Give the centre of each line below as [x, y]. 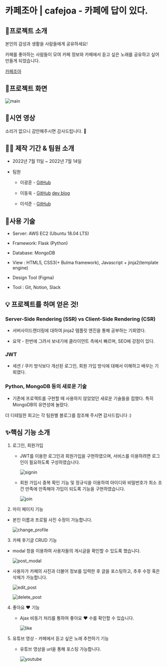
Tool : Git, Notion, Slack [36, 287]
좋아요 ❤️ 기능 [26, 607]
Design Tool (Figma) [33, 278]
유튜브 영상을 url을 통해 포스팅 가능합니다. [60, 649]
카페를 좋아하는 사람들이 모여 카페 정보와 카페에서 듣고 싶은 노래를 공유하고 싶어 [82, 54]
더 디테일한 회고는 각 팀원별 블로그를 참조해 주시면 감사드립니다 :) [69, 415]
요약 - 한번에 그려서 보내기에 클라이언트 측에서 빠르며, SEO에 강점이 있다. [83, 341]
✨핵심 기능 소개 [28, 432]
